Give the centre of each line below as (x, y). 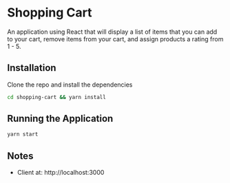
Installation (32, 68)
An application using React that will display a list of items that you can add (112, 32)
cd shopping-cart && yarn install (57, 97)
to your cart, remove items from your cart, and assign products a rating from (115, 39)
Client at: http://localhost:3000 (61, 173)
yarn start (23, 134)
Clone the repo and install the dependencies (70, 85)
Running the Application (60, 119)
